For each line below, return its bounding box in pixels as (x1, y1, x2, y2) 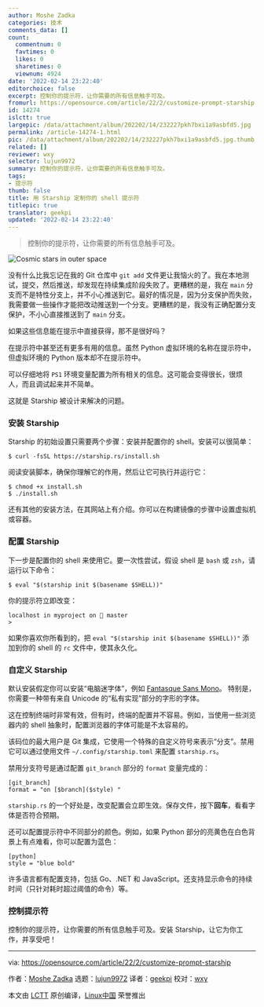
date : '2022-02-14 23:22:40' (8, 77, 104, 85)
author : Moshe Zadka (8, 11, 76, 20)
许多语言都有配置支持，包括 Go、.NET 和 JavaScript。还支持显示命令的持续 (8, 874, 253, 884)
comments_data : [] (8, 26, 68, 34)
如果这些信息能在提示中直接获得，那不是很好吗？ (8, 327, 167, 336)
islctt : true (8, 114, 51, 122)
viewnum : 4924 (15, 70, 61, 78)
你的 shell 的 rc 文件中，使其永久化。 (21, 643, 141, 652)
